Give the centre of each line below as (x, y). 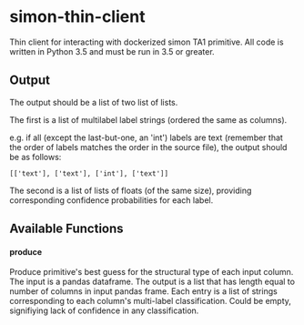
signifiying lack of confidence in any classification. (104, 310)
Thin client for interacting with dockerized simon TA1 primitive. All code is (147, 42)
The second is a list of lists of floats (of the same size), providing (131, 190)
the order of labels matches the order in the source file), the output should (148, 147)
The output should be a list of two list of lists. (94, 102)
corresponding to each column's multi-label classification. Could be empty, (150, 301)
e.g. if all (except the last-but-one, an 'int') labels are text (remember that (147, 137)
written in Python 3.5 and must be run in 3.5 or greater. (112, 51)
